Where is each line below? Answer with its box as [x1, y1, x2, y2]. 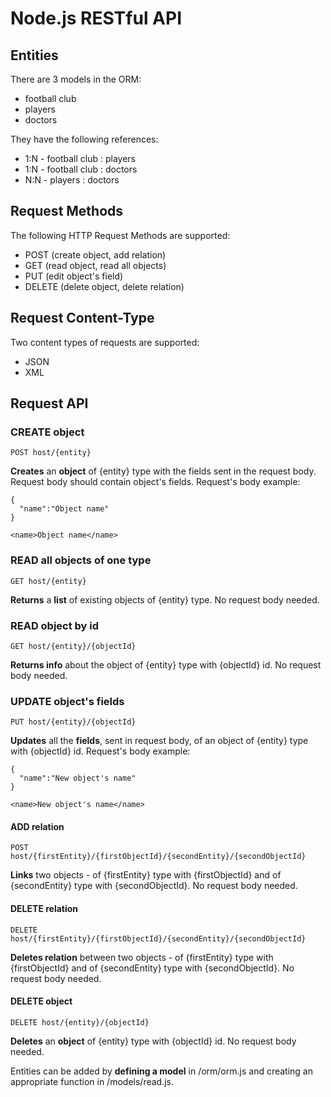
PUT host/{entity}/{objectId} [10, 717, 137, 727]
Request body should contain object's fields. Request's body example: [10, 476, 301, 488]
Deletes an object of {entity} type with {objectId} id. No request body [10, 1035, 297, 1047]
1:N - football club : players [24, 153, 136, 164]
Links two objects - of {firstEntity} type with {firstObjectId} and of [10, 869, 282, 881]
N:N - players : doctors [24, 174, 120, 186]
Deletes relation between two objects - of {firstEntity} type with [10, 951, 274, 963]
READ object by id [10, 618, 100, 632]
